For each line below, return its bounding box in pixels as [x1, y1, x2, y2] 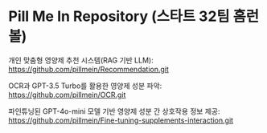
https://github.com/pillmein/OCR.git [8, 90, 126, 99]
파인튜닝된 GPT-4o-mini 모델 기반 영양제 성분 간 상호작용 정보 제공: [8, 106, 220, 116]
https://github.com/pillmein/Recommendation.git [8, 64, 169, 74]
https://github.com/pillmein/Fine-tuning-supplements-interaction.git [8, 115, 234, 125]
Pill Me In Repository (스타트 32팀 [8, 7, 231, 26]
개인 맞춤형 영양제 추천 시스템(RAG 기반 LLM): [8, 55, 154, 65]
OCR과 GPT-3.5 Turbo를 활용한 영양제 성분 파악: [8, 81, 162, 91]
